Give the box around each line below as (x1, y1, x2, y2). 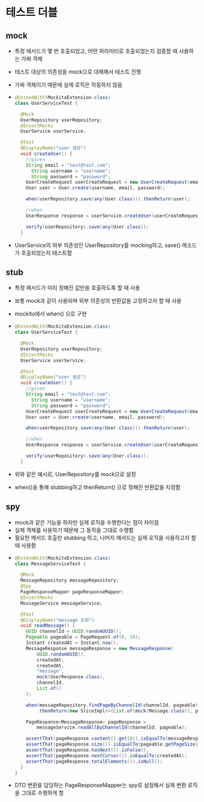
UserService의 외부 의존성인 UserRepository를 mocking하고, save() (14, 241, 181, 249)
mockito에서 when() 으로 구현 (14, 310, 87, 317)
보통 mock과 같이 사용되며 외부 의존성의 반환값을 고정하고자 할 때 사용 (14, 297, 182, 305)
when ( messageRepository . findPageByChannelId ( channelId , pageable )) (26, 702, 201, 708)
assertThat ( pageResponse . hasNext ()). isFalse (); (26, 747, 149, 753)
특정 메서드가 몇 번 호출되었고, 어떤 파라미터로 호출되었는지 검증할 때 (14, 47, 178, 55)
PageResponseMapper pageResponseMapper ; (20, 589, 125, 595)
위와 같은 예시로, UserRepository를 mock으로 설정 (14, 470, 136, 478)
